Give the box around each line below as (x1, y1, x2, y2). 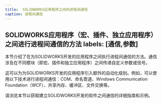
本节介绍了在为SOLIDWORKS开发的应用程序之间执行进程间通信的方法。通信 (5, 54, 157, 60)
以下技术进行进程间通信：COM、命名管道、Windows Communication (9, 76, 148, 82)
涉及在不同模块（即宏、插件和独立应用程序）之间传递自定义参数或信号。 (5, 60, 150, 66)
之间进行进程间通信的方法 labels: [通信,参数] (5, 40, 138, 48)
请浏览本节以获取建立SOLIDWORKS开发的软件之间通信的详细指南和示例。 (5, 93, 153, 99)
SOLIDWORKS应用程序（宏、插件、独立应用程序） (5, 31, 157, 39)
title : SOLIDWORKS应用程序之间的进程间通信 (5, 7, 88, 12)
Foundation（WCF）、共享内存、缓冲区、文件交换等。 (5, 82, 112, 88)
